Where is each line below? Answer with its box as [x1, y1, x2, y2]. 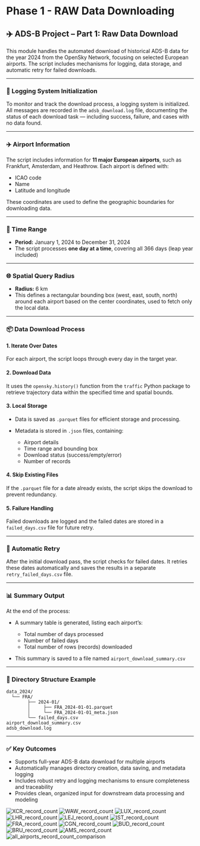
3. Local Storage [6, 402, 48, 410]
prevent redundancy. [6, 491, 58, 498]
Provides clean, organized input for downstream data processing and [14, 790, 185, 797]
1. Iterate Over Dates [6, 342, 58, 349]
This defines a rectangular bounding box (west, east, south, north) [14, 292, 178, 299]
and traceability [14, 783, 54, 791]
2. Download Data [6, 368, 51, 376]
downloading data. [6, 204, 52, 212]
